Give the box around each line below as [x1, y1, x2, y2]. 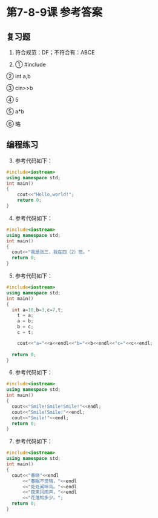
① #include [15, 61, 47, 68]
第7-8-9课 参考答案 [6, 5, 103, 19]
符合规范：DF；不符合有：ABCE [15, 49, 95, 56]
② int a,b [6, 73, 31, 79]
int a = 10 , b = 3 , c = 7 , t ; [12, 307, 64, 313]
